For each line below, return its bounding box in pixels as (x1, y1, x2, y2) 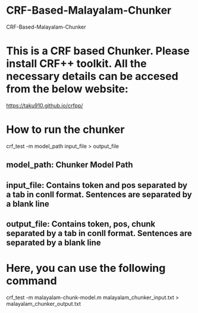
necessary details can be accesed (6, 70, 178, 83)
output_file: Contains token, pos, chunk (6, 219, 156, 229)
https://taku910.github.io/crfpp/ (6, 102, 83, 109)
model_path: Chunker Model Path (6, 160, 133, 170)
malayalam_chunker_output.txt (6, 300, 81, 307)
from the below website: (6, 82, 129, 96)
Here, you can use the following (6, 262, 166, 275)
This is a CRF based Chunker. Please (6, 44, 190, 58)
